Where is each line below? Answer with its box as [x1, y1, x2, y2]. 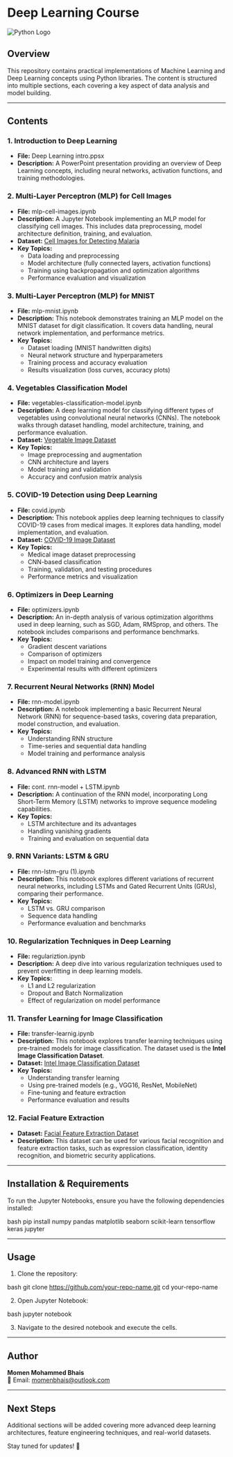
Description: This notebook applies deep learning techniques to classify [17, 513, 225, 522]
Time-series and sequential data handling [27, 742, 147, 750]
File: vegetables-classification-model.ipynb [17, 399, 142, 407]
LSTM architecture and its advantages [27, 819, 137, 828]
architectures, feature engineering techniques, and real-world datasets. [7, 1428, 212, 1436]
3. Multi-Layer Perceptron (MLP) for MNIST [7, 290, 155, 300]
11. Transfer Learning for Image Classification [7, 1014, 163, 1023]
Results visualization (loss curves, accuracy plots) [27, 366, 171, 374]
